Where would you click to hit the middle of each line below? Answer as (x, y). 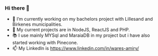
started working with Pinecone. (45, 43)
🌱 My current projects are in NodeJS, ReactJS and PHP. (71, 30)
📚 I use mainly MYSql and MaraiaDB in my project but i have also (81, 35)
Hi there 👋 (17, 8)
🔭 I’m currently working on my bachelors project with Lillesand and (82, 19)
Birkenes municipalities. (37, 24)
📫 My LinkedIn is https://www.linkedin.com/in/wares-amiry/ (75, 48)
